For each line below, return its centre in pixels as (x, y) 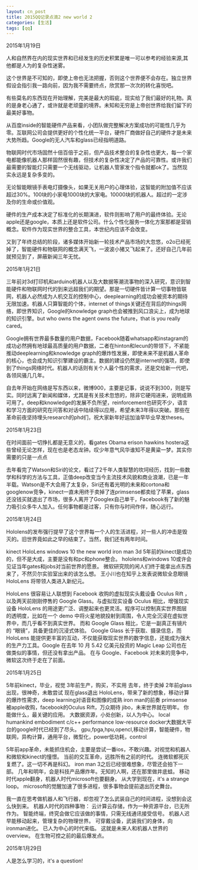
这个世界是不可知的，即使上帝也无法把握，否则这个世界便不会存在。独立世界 (99, 78)
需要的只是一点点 (27, 457)
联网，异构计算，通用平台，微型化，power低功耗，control (77, 737)
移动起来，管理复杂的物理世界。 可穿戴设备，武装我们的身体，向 (94, 821)
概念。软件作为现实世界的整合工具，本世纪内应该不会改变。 (78, 229)
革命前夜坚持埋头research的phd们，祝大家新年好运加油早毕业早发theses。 (97, 417)
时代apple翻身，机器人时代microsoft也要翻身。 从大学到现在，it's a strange (98, 779)
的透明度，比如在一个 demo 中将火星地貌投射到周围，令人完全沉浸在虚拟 (95, 616)
